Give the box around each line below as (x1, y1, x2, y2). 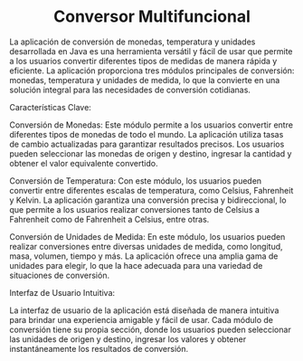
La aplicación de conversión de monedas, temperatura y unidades (9, 36, 256, 47)
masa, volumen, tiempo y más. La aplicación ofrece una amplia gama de (9, 251, 279, 261)
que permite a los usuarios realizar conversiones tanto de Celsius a (9, 204, 260, 214)
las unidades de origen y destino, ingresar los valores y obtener (9, 333, 247, 345)
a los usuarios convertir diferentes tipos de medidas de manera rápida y (9, 55, 278, 66)
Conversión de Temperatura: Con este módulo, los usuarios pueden (9, 175, 262, 186)
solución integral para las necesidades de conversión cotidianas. (9, 84, 251, 95)
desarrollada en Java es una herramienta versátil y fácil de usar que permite (9, 45, 293, 56)
